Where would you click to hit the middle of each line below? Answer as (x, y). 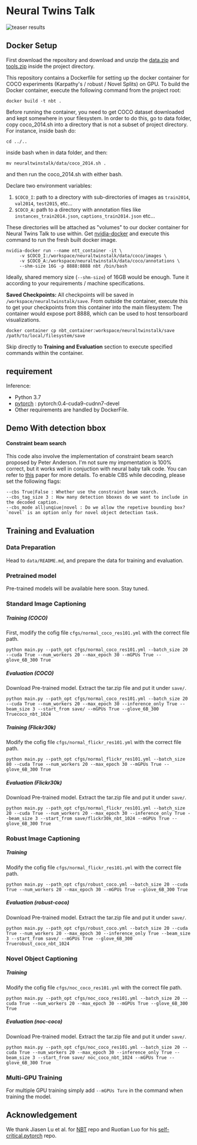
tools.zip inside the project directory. (51, 66)
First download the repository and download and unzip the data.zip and (93, 60)
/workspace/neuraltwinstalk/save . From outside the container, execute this (97, 301)
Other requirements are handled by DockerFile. (71, 409)
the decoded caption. (33, 502)
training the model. (29, 1096)
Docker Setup (32, 46)
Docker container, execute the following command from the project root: (94, 90)
